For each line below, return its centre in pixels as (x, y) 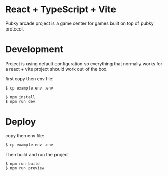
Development (34, 50)
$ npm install (20, 97)
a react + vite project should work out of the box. (57, 69)
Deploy (21, 122)
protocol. (15, 28)
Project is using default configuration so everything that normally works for (84, 63)
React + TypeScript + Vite (61, 9)
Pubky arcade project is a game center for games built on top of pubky (79, 23)
